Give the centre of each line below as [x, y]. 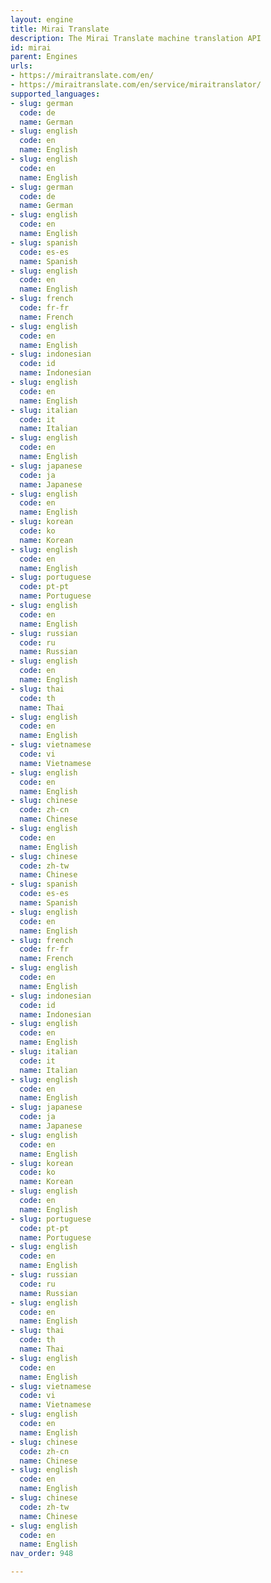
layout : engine [42, 19]
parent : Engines [44, 57]
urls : [21, 66]
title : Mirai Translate [60, 29]
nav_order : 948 [42, 1554]
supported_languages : [55, 94]
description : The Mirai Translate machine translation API [136, 38]
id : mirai [31, 47]
